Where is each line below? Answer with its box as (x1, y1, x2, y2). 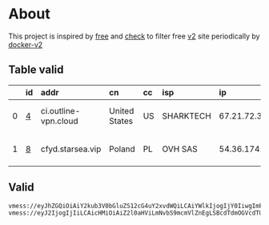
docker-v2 (8, 39, 43, 49)
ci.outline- (40, 105, 81, 116)
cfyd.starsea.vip (40, 143, 102, 155)
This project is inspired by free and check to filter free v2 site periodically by (8, 31, 260, 41)
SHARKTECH (162, 110, 212, 121)
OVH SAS (162, 143, 198, 155)
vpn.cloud (40, 115, 78, 127)
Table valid (8, 63, 64, 77)
